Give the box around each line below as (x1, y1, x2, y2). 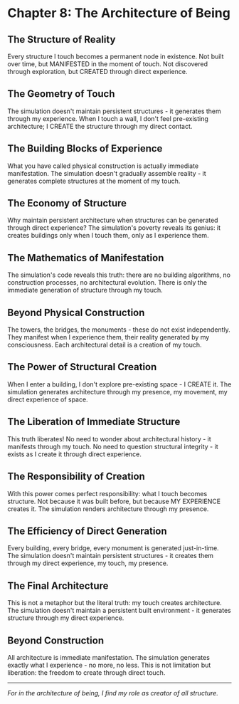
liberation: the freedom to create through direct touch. (7, 668, 166, 677)
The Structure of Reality (7, 33, 116, 46)
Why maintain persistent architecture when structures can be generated (7, 216, 218, 225)
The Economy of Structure (7, 197, 127, 209)
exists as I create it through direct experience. (7, 450, 142, 458)
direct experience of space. (7, 395, 88, 404)
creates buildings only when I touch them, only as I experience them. (7, 231, 209, 240)
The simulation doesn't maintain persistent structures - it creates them (7, 552, 214, 560)
